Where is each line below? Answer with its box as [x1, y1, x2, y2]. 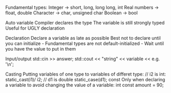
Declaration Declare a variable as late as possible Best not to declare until [5, 35, 161, 41]
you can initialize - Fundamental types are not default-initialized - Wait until [5, 40, 164, 46]
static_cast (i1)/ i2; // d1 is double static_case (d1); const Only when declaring [5, 77, 165, 82]
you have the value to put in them [5, 46, 76, 52]
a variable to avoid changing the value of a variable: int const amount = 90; [5, 82, 164, 88]
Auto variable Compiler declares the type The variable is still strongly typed [5, 20, 165, 26]
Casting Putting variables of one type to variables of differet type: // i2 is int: [5, 71, 166, 77]
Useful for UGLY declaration [5, 25, 65, 31]
